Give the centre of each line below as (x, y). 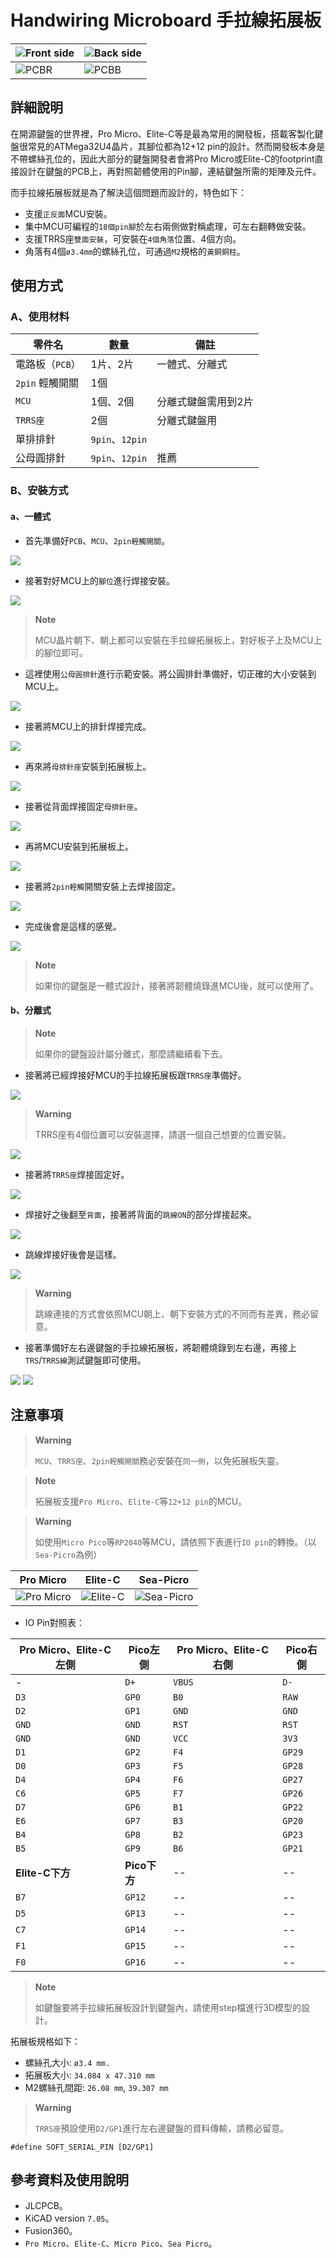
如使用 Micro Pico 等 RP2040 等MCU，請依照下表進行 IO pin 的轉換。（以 (175, 1542)
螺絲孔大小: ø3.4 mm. (67, 2062)
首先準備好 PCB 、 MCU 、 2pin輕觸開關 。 (97, 540)
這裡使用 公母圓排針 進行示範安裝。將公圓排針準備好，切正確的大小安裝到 (170, 673)
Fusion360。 (51, 2231)
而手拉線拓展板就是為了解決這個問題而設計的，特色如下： (128, 192)
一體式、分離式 (192, 364)
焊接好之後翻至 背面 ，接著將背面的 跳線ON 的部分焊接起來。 (140, 1214)
